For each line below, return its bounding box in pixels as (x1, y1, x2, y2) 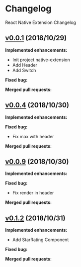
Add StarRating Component (12, 237, 69, 243)
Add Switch (12, 67, 36, 73)
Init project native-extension (12, 57, 71, 63)
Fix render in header (12, 190, 54, 196)
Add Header (12, 62, 38, 68)
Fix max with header (12, 133, 54, 139)
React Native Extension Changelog (5, 19, 76, 25)
